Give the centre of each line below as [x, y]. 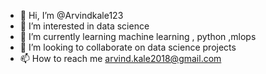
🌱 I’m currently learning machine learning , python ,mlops [138, 36]
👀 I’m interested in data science [84, 26]
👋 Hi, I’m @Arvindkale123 [71, 15]
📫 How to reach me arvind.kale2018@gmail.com [120, 58]
